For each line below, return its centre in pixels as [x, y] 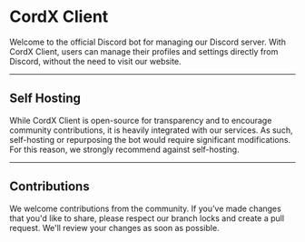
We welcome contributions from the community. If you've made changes [145, 208]
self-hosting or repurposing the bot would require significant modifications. [150, 139]
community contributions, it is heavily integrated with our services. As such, [151, 130]
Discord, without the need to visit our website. [95, 61]
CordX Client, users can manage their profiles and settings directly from [144, 51]
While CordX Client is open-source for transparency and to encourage [141, 120]
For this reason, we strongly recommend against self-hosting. [124, 149]
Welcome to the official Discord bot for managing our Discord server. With [148, 42]
